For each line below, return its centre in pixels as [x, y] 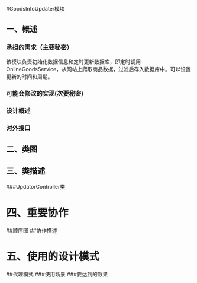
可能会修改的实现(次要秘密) [45, 93]
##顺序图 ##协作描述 [32, 230]
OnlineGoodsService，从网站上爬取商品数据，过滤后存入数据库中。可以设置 [98, 69]
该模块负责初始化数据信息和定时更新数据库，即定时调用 [73, 62]
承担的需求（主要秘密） [39, 47]
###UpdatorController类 [36, 186]
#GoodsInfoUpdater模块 [35, 9]
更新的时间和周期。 [30, 77]
